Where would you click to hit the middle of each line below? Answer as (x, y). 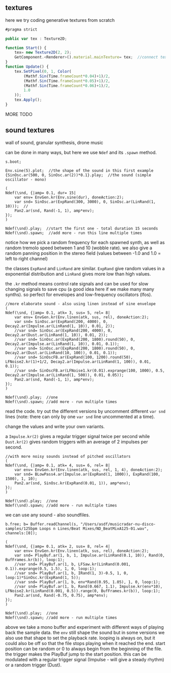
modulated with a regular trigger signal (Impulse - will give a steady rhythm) (85, 659)
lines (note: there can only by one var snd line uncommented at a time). (80, 417)
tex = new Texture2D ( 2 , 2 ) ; (43, 52)
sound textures (30, 130)
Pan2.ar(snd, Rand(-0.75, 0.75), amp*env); (61, 595)
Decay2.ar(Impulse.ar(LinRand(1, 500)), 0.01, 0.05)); (65, 375)
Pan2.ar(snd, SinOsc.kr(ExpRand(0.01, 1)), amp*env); (73, 483)
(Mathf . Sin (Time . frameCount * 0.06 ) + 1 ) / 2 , (67, 85)
